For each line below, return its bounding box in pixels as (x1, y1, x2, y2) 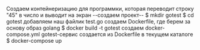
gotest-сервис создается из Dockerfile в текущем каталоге (41, 31, 193, 38)
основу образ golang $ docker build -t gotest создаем (6, 24, 144, 31)
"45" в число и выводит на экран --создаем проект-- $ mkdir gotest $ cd (6, 11, 195, 19)
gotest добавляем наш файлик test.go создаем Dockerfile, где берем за (6, 18, 191, 25)
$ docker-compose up (6, 37, 62, 44)
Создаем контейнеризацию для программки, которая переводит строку (6, 5, 195, 12)
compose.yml (6, 31, 40, 38)
